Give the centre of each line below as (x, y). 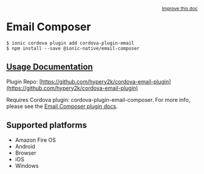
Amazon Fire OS (36, 140)
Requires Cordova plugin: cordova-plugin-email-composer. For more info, (98, 99)
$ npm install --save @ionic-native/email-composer (73, 48)
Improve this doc (180, 8)
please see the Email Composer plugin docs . (62, 106)
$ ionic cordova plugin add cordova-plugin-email (70, 43)
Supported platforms (46, 125)
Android (25, 146)
